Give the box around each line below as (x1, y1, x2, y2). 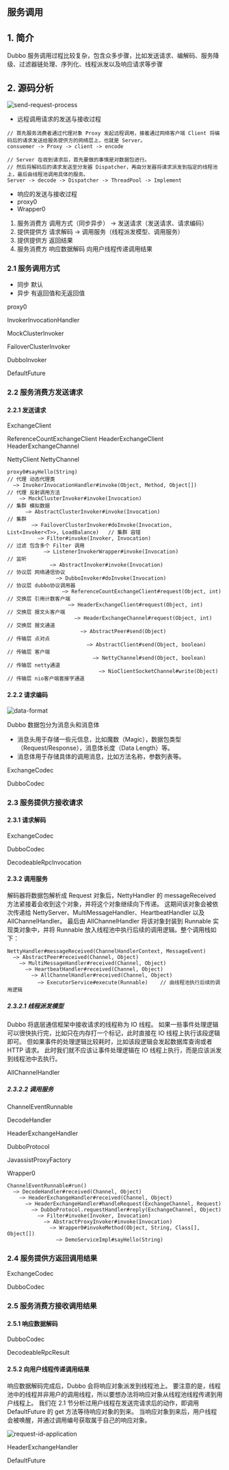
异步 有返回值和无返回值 (16, 289, 85, 297)
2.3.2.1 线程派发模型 (7, 1001, 64, 1010)
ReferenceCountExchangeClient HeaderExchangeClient (7, 435, 164, 443)
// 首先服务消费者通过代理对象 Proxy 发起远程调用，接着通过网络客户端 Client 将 (7, 130, 215, 137)
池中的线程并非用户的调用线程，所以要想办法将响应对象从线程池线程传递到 (7, 1390, 217, 1398)
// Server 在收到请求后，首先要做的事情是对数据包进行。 (7, 156, 150, 163)
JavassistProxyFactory (7, 1155, 72, 1164)
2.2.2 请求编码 (7, 691, 49, 699)
